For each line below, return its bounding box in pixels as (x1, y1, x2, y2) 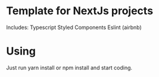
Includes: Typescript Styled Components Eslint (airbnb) (6, 24, 142, 31)
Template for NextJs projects (6, 4, 154, 18)
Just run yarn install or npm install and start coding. (6, 64, 133, 71)
